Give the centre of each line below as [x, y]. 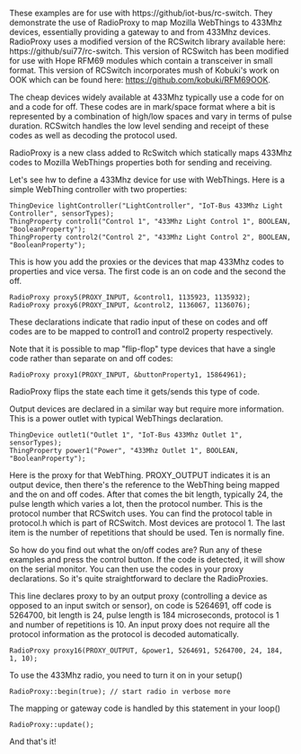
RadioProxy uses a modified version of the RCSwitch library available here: [147, 41]
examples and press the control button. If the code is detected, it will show [147, 559]
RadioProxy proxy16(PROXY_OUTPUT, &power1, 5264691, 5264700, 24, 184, [146, 651]
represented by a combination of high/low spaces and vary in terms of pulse [150, 116]
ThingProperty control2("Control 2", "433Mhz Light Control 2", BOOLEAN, [150, 237]
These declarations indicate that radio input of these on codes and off [138, 322]
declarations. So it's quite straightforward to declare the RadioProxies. [139, 578]
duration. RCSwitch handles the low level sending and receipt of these [139, 126]
